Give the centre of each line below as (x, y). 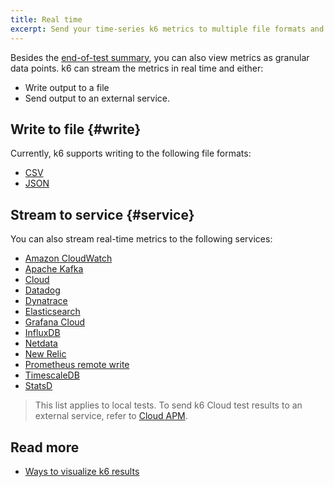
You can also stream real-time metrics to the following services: (141, 239)
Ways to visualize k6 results (82, 471)
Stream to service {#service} (102, 214)
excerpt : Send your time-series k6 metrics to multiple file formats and (167, 29)
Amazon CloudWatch (68, 258)
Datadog (42, 290)
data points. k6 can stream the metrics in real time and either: (137, 68)
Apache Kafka (54, 269)
